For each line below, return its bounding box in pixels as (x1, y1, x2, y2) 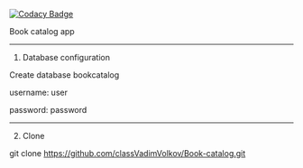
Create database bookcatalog (9, 70, 120, 80)
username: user (9, 87, 68, 98)
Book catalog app (9, 26, 75, 36)
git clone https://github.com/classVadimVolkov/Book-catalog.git (9, 148, 246, 158)
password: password (9, 105, 87, 115)
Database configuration (22, 52, 111, 62)
